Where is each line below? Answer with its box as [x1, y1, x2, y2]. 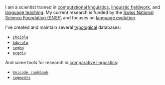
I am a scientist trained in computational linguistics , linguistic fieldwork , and [5, 4, 161, 10]
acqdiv [12, 51, 26, 56]
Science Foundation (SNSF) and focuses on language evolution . [5, 15, 137, 20]
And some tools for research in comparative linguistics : [5, 60, 119, 65]
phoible [12, 35, 28, 40]
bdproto [12, 40, 28, 45]
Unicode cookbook [12, 70, 49, 75]
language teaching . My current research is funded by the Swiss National [5, 9, 154, 15]
